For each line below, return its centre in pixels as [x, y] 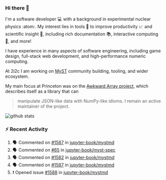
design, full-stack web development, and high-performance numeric [76, 56]
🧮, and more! [18, 41]
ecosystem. [17, 76]
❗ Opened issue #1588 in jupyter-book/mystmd [60, 172]
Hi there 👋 [17, 8]
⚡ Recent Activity [27, 129]
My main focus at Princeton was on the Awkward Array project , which [77, 86]
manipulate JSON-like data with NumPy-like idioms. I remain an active [89, 101]
